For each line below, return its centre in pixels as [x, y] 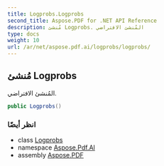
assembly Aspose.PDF [50, 155]
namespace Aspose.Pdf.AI [56, 147]
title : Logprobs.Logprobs [45, 14]
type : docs [23, 34]
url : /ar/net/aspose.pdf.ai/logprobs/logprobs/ [79, 47]
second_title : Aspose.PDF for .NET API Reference [82, 21]
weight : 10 [23, 41]
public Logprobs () [34, 106]
